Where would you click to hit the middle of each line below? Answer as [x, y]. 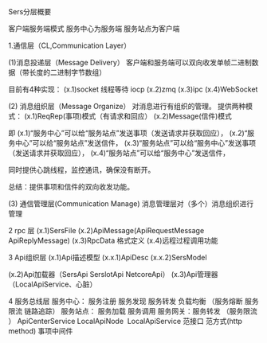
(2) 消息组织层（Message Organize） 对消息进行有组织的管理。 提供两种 [127, 106]
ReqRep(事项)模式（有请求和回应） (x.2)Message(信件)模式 [135, 116]
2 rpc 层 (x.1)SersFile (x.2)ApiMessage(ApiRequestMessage [106, 230]
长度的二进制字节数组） [67, 72]
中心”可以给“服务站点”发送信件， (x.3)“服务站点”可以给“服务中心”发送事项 [135, 143]
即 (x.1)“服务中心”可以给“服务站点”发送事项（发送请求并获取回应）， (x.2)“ [128, 133]
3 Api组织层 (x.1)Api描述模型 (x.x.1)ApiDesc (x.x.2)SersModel [108, 257]
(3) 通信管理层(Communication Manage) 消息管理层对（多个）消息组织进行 [131, 204]
